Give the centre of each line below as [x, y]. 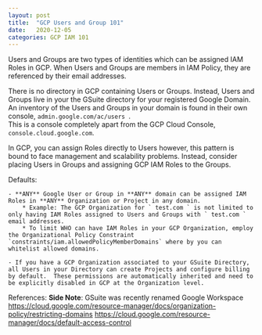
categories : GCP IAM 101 [48, 37]
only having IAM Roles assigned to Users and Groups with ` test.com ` [127, 215]
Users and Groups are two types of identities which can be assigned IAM [126, 59]
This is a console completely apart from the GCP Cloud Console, [112, 124]
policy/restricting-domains [50, 315]
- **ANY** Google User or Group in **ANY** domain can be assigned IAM [127, 194]
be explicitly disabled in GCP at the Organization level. [106, 283]
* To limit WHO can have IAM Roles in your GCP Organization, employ [138, 229]
